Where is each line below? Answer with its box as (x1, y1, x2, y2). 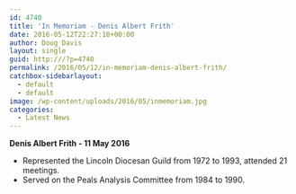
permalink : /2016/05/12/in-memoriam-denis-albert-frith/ (9, 64, 228, 73)
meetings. (22, 165, 60, 176)
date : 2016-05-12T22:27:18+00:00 (9, 30, 135, 39)
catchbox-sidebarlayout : (9, 72, 103, 81)
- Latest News (17, 113, 70, 122)
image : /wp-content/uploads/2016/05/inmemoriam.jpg (9, 96, 207, 106)
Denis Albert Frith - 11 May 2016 (9, 138, 130, 149)
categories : (9, 105, 54, 114)
